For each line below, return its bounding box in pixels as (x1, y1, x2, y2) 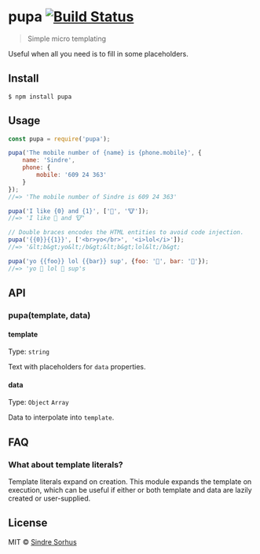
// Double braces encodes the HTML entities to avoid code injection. (8, 229, 244, 237)
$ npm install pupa (8, 93, 72, 101)
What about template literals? (8, 459, 123, 470)
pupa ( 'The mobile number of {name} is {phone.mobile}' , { (8, 149, 202, 157)
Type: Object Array (8, 398, 69, 407)
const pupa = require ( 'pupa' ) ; (8, 134, 111, 143)
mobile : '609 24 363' (36, 171, 108, 179)
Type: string (8, 347, 49, 357)
